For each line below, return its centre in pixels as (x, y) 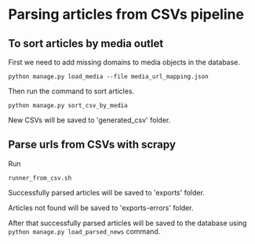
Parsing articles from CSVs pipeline (126, 15)
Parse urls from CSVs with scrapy (92, 145)
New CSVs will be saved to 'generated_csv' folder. (89, 120)
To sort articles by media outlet (86, 44)
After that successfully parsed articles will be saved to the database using (127, 223)
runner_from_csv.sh (40, 178)
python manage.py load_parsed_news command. (84, 231)
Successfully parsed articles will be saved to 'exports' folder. (107, 192)
